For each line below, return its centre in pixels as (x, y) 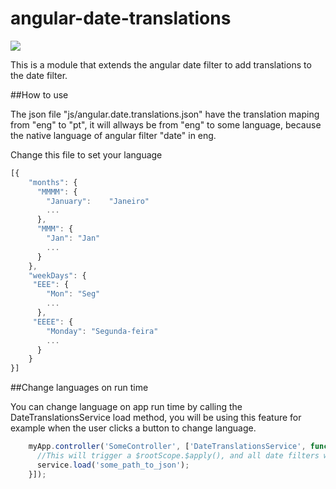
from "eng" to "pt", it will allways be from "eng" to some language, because (166, 124)
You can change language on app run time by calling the (126, 407)
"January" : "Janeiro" (98, 201)
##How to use (39, 94)
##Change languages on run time (79, 388)
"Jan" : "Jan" (73, 238)
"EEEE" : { (53, 322)
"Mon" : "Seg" (73, 294)
